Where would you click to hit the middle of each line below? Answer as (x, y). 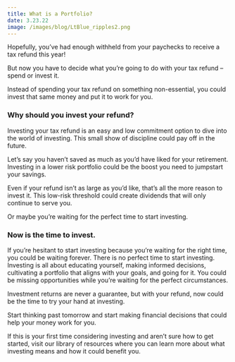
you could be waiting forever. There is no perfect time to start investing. (111, 258)
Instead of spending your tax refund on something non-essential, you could (117, 90)
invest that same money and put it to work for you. (80, 97)
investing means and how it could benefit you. (74, 351)
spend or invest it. (33, 76)
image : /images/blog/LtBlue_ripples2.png (69, 27)
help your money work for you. (52, 322)
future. (17, 145)
